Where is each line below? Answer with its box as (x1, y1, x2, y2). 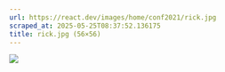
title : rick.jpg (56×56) (9, 29, 101, 38)
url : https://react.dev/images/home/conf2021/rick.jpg (9, 12, 217, 22)
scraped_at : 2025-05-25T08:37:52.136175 (9, 21, 162, 30)
